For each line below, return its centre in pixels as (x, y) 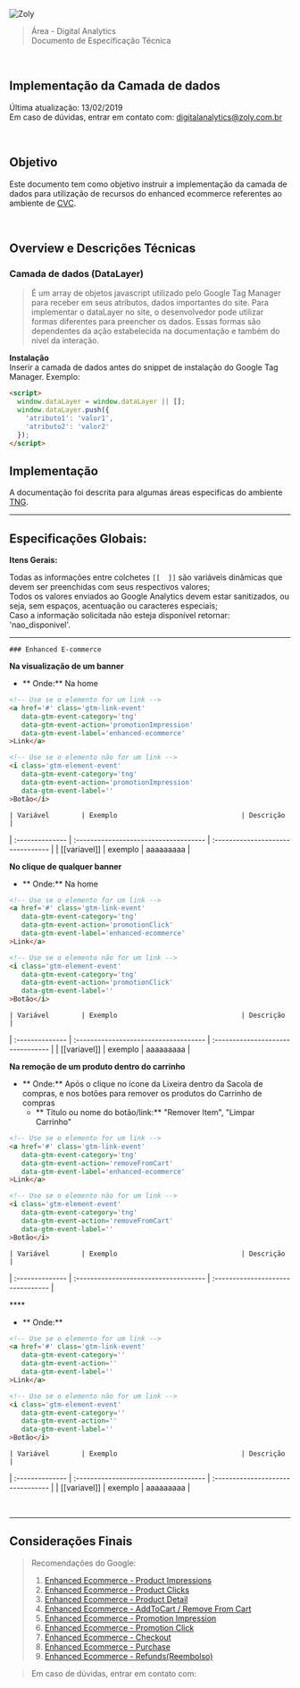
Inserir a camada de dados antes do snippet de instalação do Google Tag (144, 367)
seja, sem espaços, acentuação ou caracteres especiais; (114, 606)
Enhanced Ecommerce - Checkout (108, 1637)
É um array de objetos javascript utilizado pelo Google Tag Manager (156, 293)
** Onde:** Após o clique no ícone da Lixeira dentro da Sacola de (142, 1084)
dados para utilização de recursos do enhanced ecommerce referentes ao (146, 193)
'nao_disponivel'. (40, 625)
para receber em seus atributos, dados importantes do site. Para (150, 303)
